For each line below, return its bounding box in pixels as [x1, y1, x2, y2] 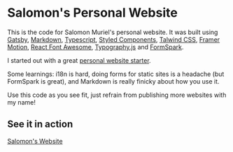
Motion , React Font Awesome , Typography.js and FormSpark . [7, 43, 184, 51]
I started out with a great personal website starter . [7, 56, 152, 64]
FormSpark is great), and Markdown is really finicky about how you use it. [7, 77, 220, 85]
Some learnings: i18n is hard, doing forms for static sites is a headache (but [7, 70, 225, 78]
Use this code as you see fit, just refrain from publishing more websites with [7, 91, 227, 99]
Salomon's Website [7, 137, 63, 145]
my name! [7, 98, 36, 106]
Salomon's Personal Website [7, 5, 178, 21]
